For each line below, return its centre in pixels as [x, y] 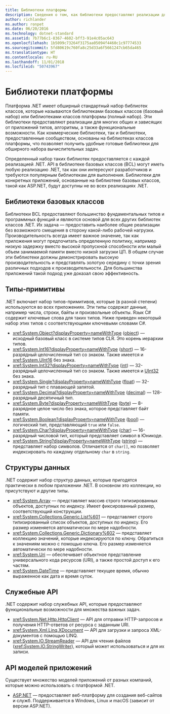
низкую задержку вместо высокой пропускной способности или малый [83, 246]
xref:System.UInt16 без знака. [44, 360]
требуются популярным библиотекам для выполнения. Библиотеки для [83, 175]
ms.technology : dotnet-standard [39, 34]
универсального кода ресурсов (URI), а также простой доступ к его [86, 560]
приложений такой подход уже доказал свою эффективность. [73, 273]
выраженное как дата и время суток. [53, 576]
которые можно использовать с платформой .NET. [60, 686]
